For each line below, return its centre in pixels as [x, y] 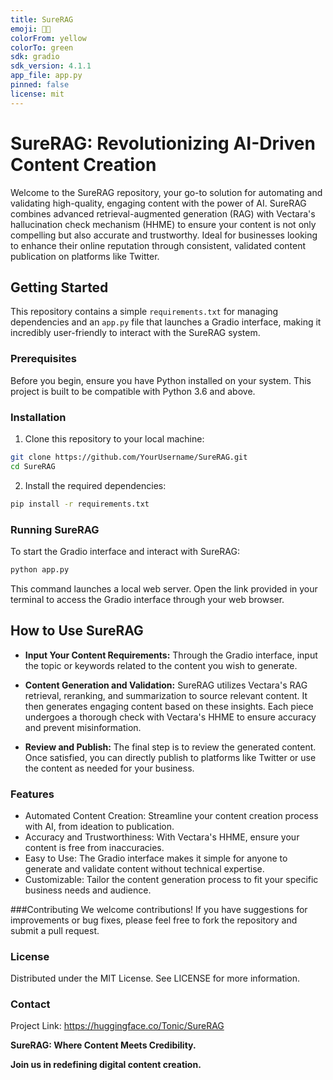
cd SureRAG [33, 466]
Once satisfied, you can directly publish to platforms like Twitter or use [170, 757]
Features [32, 794]
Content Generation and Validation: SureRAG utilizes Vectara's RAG [166, 685]
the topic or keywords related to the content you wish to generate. [161, 665]
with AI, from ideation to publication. [99, 826]
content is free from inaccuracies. [94, 847]
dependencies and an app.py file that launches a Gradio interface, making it [166, 322]
